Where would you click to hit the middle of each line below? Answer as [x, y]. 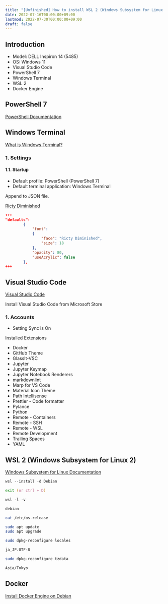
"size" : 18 [53, 243]
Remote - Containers [34, 417]
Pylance [21, 407]
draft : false [19, 24]
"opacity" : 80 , [48, 253]
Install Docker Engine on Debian [38, 596]
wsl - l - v [16, 500]
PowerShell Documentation [33, 116]
